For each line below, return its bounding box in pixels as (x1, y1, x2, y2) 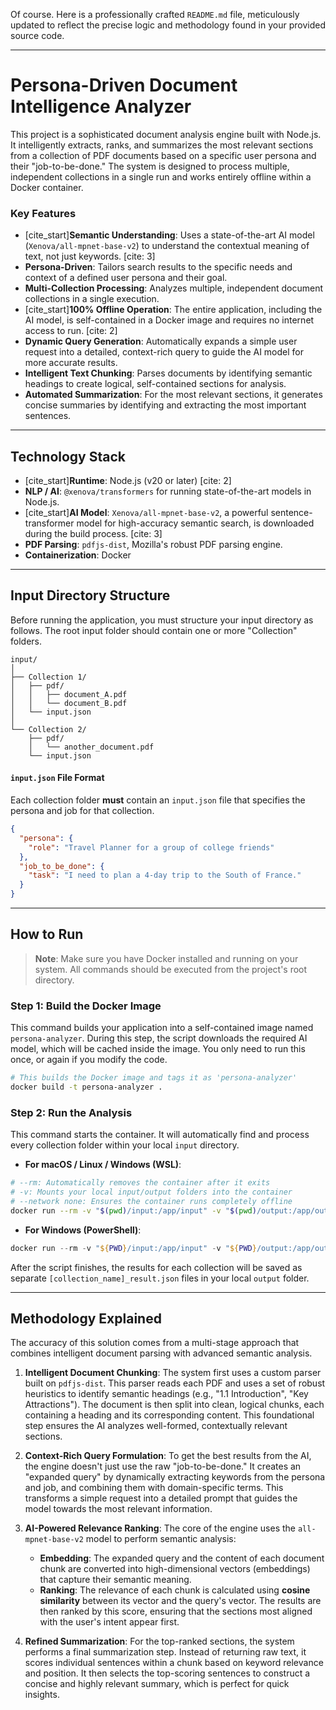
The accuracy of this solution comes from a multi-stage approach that (10, 1337, 300, 1349)
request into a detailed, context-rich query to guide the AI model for (24, 346, 304, 358)
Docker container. (10, 181, 84, 193)
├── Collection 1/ (10, 672, 87, 682)
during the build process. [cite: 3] (24, 528, 163, 540)
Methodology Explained (10, 1310, 162, 1327)
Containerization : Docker (24, 549, 132, 561)
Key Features (10, 206, 77, 220)
